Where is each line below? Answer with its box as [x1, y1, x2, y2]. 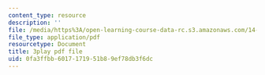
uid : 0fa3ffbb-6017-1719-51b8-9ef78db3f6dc [8, 55, 154, 63]
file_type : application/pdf [8, 33, 101, 41]
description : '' [8, 19, 62, 27]
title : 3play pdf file [8, 48, 83, 55]
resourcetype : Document [8, 41, 87, 48]
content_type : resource [8, 11, 87, 20]
